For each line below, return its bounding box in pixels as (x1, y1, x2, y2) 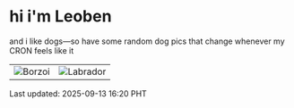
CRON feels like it (9, 45, 74, 55)
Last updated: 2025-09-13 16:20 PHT (9, 87, 148, 99)
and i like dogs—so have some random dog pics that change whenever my (9, 36, 285, 46)
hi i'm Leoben (9, 6, 112, 27)
